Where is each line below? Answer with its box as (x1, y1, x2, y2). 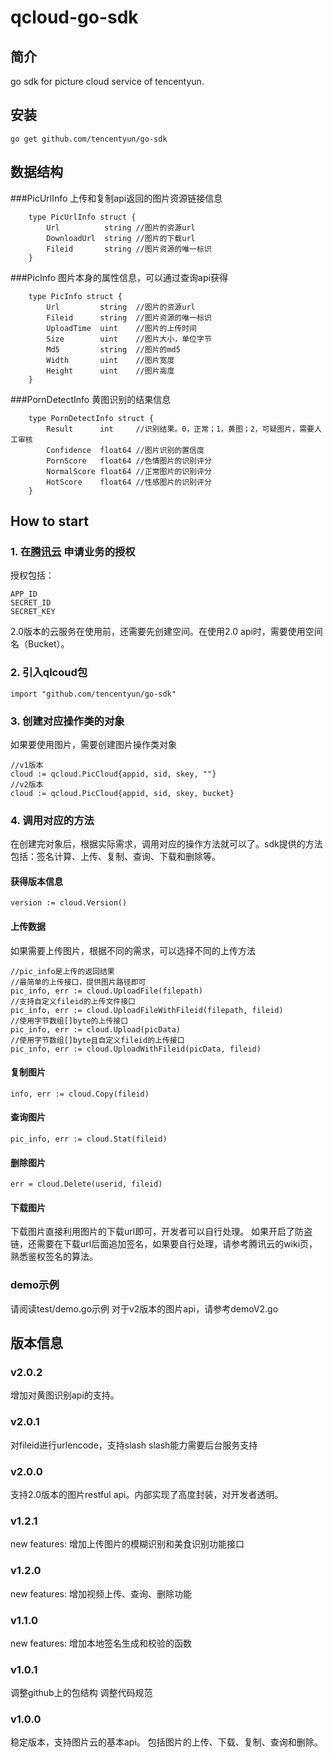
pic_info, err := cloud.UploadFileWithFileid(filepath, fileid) (10, 1005, 284, 1015)
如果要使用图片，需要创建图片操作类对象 (10, 738, 177, 750)
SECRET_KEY (10, 607, 56, 617)
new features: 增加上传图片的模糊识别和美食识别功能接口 (10, 1538, 245, 1550)
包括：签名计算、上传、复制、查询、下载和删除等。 (10, 851, 221, 863)
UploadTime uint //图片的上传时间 (46, 323, 198, 333)
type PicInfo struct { (28, 291, 123, 301)
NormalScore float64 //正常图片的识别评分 (46, 466, 212, 476)
